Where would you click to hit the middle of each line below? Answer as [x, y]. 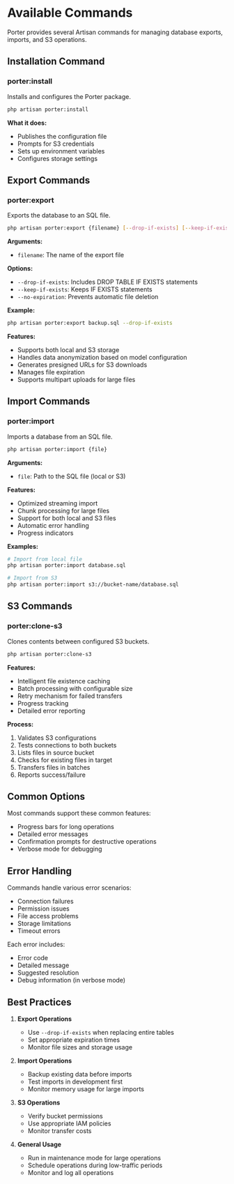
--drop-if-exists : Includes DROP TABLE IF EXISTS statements [108, 282]
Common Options [46, 796]
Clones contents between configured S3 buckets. [78, 641]
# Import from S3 [32, 578]
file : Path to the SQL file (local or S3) [71, 476]
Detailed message [43, 965]
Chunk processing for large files [63, 510]
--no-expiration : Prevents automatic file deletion [88, 297]
